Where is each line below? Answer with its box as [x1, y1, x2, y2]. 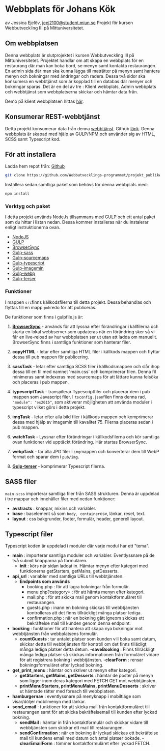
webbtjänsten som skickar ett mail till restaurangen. [19, 725, 124, 731]
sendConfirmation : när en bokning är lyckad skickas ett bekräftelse [19, 730, 159, 736]
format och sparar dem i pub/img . [12, 454, 80, 460]
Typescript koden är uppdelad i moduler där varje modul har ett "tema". [5, 543, 150, 549]
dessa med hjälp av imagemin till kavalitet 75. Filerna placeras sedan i [12, 419, 153, 425]
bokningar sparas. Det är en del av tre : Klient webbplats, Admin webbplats [5, 84, 156, 89]
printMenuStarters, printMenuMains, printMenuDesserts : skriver [19, 683, 156, 689]
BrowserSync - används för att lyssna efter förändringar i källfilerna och [12, 323, 159, 329]
